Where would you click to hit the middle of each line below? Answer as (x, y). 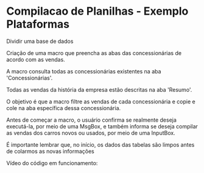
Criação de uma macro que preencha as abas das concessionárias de (94, 53)
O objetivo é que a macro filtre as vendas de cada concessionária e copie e (101, 101)
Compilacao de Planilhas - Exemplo (97, 11)
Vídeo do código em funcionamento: (52, 163)
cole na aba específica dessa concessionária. (64, 108)
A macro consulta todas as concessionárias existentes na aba (84, 71)
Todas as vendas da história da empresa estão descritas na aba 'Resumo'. (99, 89)
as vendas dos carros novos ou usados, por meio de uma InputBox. (91, 133)
